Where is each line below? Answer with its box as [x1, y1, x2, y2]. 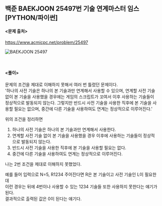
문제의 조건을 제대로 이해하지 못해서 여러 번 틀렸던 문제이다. [5, 82, 118, 87]
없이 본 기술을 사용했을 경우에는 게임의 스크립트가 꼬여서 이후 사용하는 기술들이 [5, 94, 155, 100]
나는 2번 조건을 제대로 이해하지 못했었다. [5, 161, 82, 167]
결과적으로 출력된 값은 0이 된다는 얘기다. [5, 196, 82, 202]
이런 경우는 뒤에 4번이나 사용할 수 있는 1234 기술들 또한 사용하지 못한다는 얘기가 [5, 184, 158, 189]
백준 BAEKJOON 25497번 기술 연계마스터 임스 [5, 4, 140, 13]
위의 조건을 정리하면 [5, 116, 43, 122]
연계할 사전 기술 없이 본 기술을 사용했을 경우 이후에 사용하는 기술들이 [12, 133, 142, 138]
